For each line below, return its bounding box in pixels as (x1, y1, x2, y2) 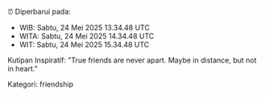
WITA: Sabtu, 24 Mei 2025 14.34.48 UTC (19, 31, 155, 41)
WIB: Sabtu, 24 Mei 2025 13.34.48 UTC (19, 23, 151, 32)
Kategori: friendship (7, 79, 74, 89)
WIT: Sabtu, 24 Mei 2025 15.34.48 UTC (19, 40, 150, 49)
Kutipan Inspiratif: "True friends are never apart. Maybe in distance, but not (7, 55, 257, 65)
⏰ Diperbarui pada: (7, 7, 72, 16)
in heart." (7, 64, 38, 73)
